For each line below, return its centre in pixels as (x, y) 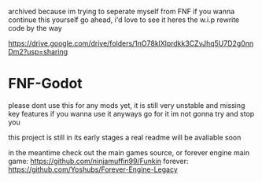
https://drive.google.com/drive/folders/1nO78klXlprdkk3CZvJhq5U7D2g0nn (131, 43)
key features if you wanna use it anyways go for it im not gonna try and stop (131, 113)
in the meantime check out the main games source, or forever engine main (129, 152)
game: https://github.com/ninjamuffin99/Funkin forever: (98, 161)
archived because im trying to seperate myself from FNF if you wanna (122, 11)
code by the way (35, 28)
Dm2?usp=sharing (38, 52)
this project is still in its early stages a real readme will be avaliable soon (125, 137)
